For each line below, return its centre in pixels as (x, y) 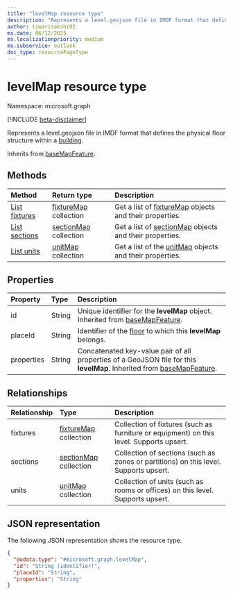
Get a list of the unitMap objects (166, 246)
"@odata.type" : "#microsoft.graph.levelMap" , (80, 560)
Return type (72, 195)
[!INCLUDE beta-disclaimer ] (47, 119)
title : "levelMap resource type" (55, 14)
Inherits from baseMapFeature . (51, 153)
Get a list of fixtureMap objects (164, 207)
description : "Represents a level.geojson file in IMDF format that (108, 20)
